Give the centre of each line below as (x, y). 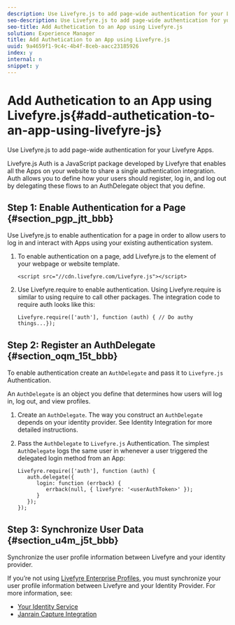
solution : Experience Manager (51, 33)
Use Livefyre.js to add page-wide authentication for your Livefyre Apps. (111, 150)
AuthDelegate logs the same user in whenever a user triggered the (112, 451)
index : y (20, 53)
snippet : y (23, 66)
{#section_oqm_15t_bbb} (63, 356)
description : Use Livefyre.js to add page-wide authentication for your (115, 14)
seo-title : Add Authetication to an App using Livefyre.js (95, 27)
